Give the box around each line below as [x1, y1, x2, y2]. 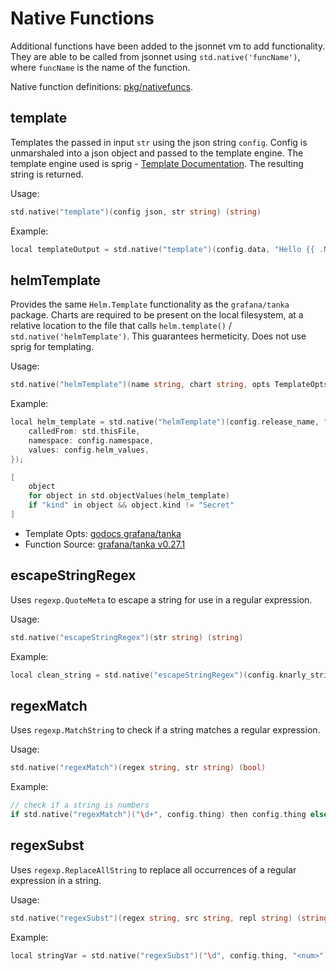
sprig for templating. [10, 341, 95, 353]
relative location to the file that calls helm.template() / [10, 320, 232, 332]
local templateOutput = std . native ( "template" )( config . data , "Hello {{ [10, 244, 315, 254]
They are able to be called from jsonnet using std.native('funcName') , [10, 50, 301, 62]
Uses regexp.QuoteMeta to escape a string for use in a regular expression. [10, 593, 313, 606]
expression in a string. [10, 874, 102, 886]
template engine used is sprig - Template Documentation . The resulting [10, 157, 304, 169]
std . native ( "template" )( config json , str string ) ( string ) [10, 207, 262, 217]
